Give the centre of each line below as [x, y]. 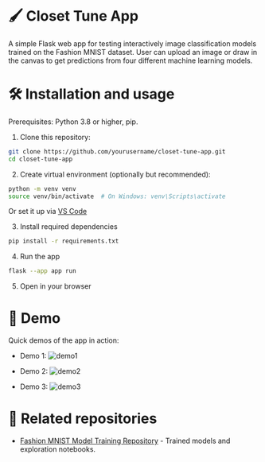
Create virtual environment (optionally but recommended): [115, 174]
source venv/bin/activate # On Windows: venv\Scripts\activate [117, 196]
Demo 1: [33, 356]
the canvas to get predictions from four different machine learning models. [131, 60]
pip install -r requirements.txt [64, 241]
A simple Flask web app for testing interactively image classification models [132, 43]
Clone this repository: [55, 137]
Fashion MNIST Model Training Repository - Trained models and [125, 441]
